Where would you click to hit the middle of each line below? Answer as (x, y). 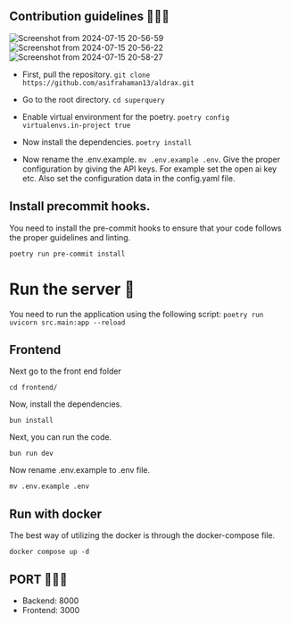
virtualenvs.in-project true (76, 125)
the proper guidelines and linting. (70, 237)
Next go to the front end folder (66, 371)
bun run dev (31, 454)
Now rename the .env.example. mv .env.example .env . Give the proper (151, 159)
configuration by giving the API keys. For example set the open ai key (149, 168)
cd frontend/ (33, 388)
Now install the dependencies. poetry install (107, 142)
